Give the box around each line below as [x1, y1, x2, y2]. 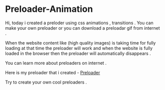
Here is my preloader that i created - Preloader [5, 69, 100, 75]
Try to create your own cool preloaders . [5, 79, 87, 85]
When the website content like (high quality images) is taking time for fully [5, 40, 156, 45]
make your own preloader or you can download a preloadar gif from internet [5, 25, 160, 31]
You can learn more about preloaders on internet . [5, 60, 107, 66]
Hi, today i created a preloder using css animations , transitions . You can [5, 20, 154, 26]
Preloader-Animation [5, 3, 93, 15]
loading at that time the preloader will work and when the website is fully [5, 45, 153, 51]
